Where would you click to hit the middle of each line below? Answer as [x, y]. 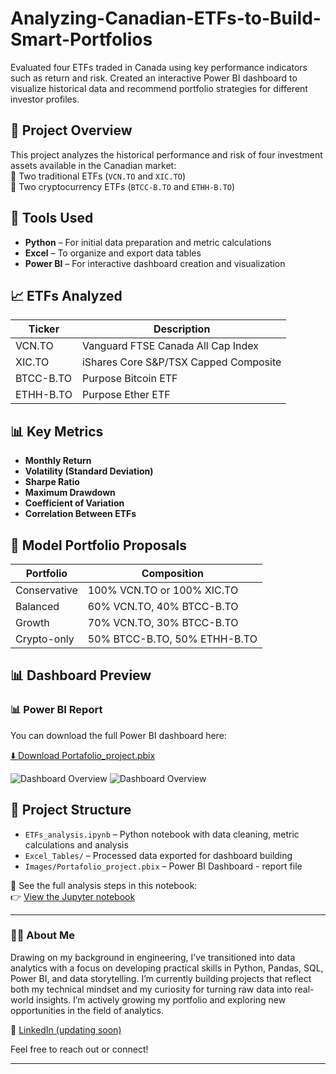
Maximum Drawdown [70, 493]
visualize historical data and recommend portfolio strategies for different [159, 88]
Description [182, 329]
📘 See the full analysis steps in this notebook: [104, 885]
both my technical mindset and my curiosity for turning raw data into [151, 989]
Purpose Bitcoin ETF [129, 379]
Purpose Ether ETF [126, 395]
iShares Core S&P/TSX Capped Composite [181, 362]
